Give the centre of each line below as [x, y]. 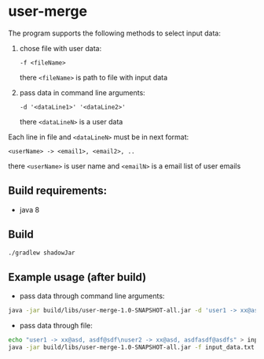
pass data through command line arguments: [92, 296]
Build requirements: [58, 191]
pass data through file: [56, 326]
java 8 [29, 209]
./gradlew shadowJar [42, 253]
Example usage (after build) [77, 277]
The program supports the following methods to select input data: [115, 33]
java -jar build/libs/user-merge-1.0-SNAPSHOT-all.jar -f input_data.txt [132, 347]
